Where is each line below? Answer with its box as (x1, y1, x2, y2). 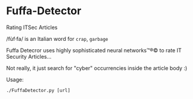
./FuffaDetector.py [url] (6, 87, 70, 93)
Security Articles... (6, 53, 52, 60)
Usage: (6, 76, 24, 83)
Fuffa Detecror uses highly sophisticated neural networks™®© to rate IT (6, 46, 182, 54)
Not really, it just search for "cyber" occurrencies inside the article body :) (6, 64, 188, 72)
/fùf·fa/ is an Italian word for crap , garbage (6, 35, 108, 42)
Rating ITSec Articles (6, 24, 58, 31)
